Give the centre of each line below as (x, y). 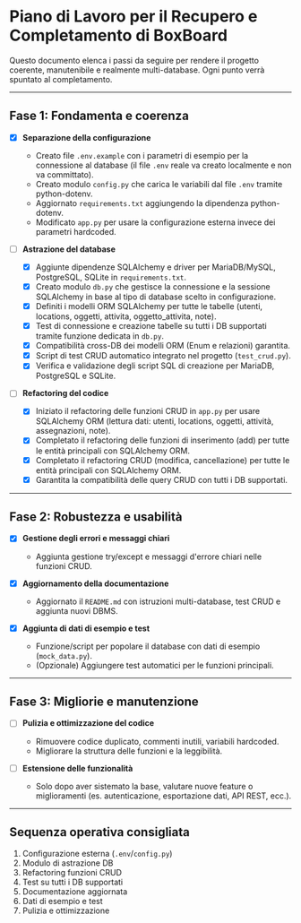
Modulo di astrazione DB (68, 863)
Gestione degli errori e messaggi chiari (96, 539)
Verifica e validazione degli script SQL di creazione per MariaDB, (155, 366)
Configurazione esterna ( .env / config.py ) (97, 854)
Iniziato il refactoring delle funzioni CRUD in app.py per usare (148, 411)
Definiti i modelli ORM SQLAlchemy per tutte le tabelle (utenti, (149, 306)
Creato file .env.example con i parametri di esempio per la (142, 155)
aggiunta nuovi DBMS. (77, 610)
